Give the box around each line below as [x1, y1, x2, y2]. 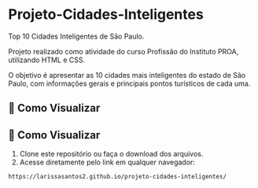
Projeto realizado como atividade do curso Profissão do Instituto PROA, [8, 46, 239, 56]
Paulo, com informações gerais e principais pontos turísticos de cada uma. [8, 79, 251, 88]
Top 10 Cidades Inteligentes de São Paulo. [8, 31, 145, 41]
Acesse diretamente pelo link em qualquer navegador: [19, 157, 195, 167]
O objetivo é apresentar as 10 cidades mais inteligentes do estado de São [8, 70, 246, 79]
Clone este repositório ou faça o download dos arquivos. [19, 149, 204, 159]
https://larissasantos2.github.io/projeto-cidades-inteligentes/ [8, 173, 227, 181]
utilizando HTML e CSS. [8, 55, 86, 65]
